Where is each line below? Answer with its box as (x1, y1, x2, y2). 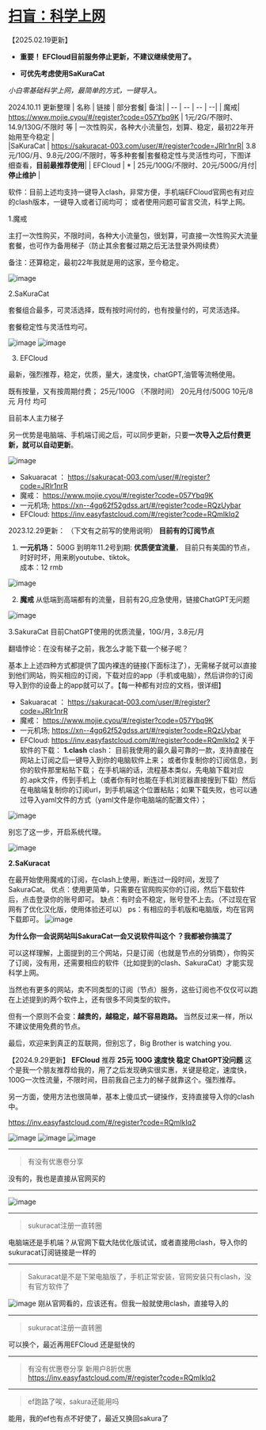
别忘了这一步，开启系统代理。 (8, 826, 105, 837)
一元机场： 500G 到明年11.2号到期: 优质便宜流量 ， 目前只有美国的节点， (19, 542, 254, 552)
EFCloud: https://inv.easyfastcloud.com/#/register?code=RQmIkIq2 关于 (19, 735, 256, 745)
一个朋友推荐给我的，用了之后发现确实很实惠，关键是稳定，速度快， (28, 1064, 251, 1075)
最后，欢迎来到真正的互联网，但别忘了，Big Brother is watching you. (8, 1038, 232, 1048)
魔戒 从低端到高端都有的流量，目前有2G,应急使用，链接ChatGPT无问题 (19, 594, 251, 604)
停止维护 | (8, 170, 41, 179)
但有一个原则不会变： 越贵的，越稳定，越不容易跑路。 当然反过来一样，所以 (8, 1011, 253, 1021)
